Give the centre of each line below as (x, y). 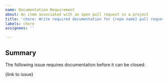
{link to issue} (19, 74)
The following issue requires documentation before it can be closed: (75, 65)
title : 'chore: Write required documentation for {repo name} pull (77, 19)
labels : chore (20, 24)
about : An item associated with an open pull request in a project (77, 14)
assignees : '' (20, 28)
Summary (21, 53)
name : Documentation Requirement (40, 10)
